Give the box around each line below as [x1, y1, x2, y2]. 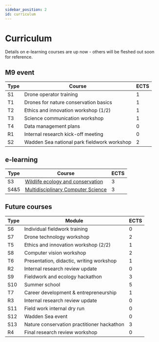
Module [65, 217, 84, 224]
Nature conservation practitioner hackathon [24, 321, 124, 328]
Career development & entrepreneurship [24, 289, 117, 296]
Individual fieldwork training [24, 226, 88, 232]
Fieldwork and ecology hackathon [24, 273, 102, 280]
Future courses [5, 203, 52, 211]
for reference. [5, 54, 33, 60]
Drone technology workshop [24, 233, 90, 240]
